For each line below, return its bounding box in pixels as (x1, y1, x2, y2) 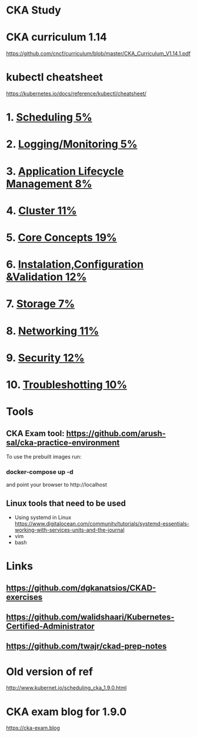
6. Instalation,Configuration (6, 258, 144, 271)
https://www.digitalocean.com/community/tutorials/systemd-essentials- (14, 520, 190, 527)
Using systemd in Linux (14, 514, 72, 521)
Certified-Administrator (6, 622, 95, 632)
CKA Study (6, 4, 62, 17)
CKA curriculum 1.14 (6, 31, 108, 44)
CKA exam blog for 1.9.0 (6, 705, 127, 718)
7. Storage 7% (6, 297, 75, 311)
